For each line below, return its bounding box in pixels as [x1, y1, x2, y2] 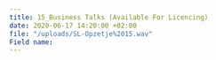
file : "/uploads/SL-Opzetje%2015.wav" [9, 29, 153, 38]
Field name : [9, 37, 53, 47]
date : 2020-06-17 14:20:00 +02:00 [9, 21, 138, 30]
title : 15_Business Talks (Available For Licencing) [9, 12, 209, 22]
